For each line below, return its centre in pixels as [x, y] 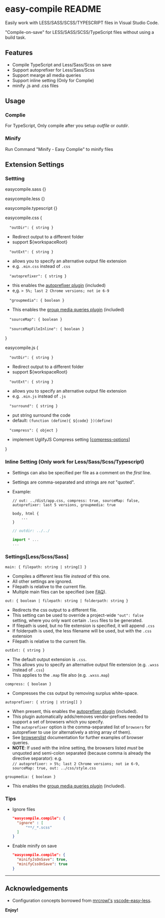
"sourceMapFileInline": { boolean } [47, 329]
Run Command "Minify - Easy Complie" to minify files [59, 149]
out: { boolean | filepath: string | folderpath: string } [67, 601]
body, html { [26, 514]
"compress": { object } [34, 430]
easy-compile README [53, 9]
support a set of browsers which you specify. [58, 721]
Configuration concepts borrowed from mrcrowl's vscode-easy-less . [82, 900]
